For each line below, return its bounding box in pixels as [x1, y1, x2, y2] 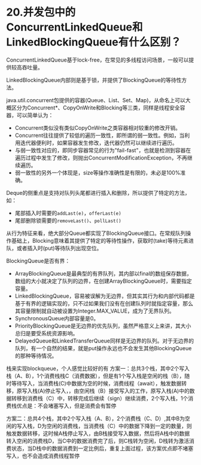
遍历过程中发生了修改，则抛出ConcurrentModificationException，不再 [14, 154, 187, 161]
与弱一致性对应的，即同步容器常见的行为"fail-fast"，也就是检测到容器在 [14, 146, 191, 154]
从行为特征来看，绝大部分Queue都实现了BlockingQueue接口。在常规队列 [6, 230, 187, 237]
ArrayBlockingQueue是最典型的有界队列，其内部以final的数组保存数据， [14, 270, 193, 277]
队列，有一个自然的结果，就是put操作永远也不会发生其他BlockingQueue [14, 344, 192, 351]
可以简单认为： [16, 111, 54, 118]
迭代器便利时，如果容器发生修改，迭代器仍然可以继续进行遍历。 [20, 139, 178, 146]
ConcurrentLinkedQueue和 [6, 20, 143, 34]
